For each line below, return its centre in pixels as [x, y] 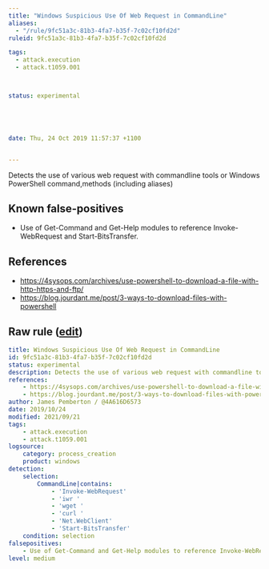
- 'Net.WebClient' [82, 521]
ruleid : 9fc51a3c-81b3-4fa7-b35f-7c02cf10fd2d [87, 38]
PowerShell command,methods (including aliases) [91, 183]
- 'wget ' [67, 506]
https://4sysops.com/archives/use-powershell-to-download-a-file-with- [139, 281]
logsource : [26, 447]
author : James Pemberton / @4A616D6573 [75, 402]
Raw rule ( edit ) [46, 332]
